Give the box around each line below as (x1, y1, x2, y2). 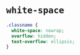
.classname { (6, 22, 38, 28)
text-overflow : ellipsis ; (11, 38, 75, 44)
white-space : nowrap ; (11, 27, 65, 34)
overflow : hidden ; (11, 33, 57, 39)
